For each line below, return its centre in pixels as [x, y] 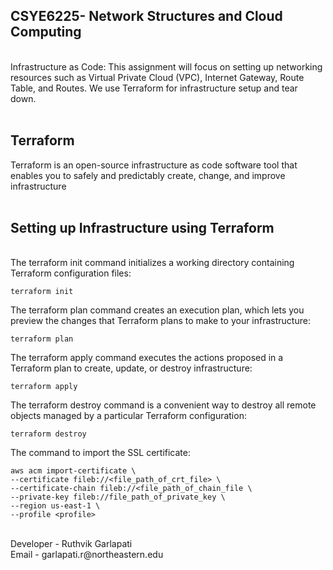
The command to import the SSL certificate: [100, 453]
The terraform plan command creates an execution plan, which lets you [157, 310]
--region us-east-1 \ [55, 506]
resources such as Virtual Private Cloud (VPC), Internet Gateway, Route [157, 77]
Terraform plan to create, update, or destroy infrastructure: [131, 368]
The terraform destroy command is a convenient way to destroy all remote [163, 405]
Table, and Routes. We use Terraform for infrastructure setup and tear [154, 88]
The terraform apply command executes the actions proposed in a [147, 358]
